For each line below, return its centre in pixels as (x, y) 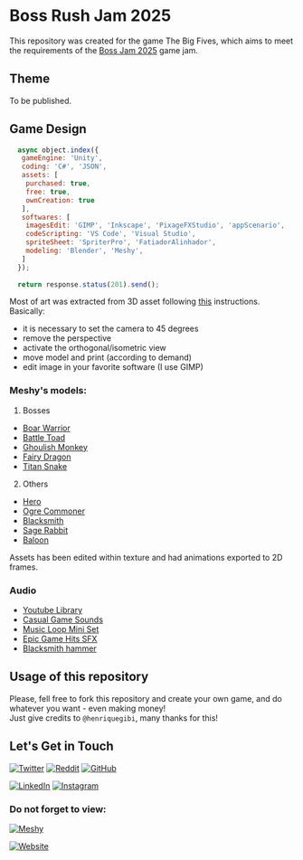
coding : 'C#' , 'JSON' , (64, 167)
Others (35, 484)
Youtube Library (52, 610)
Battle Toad (44, 437)
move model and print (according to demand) (107, 357)
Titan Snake (45, 466)
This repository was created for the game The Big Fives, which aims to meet (151, 41)
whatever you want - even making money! (88, 708)
